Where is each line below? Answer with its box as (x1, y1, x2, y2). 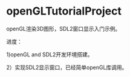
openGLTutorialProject (6, 4, 122, 18)
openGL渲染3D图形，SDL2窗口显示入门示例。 (6, 25, 121, 32)
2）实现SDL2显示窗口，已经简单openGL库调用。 (6, 64, 128, 71)
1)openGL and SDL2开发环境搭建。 (6, 50, 93, 58)
